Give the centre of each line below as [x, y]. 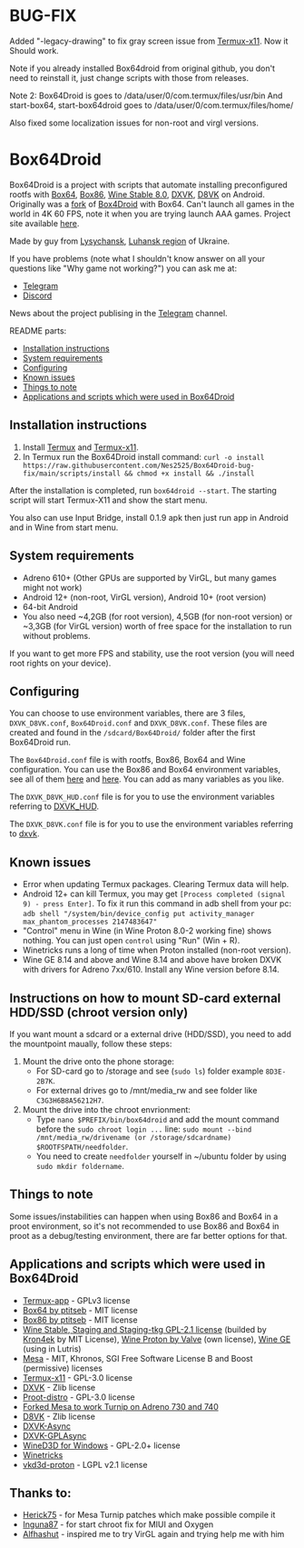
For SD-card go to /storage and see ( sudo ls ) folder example [150, 1071]
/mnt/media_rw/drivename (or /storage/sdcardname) [134, 1137]
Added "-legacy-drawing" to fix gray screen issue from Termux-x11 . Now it [149, 41]
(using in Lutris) [52, 1348]
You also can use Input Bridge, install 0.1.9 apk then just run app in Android [149, 517]
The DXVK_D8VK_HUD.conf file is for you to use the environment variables [142, 797]
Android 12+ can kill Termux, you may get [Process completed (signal [154, 894]
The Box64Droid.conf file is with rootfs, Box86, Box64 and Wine [127, 760]
